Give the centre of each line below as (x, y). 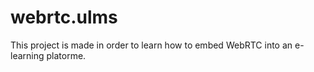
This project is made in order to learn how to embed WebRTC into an (151, 45)
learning (27, 55)
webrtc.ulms (64, 17)
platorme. (66, 55)
